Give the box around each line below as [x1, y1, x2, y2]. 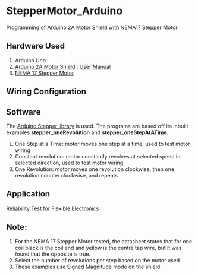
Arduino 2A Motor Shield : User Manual [14, 63, 111, 70]
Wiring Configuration [6, 87, 86, 97]
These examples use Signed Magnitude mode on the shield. [14, 263, 162, 270]
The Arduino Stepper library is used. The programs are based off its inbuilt [6, 122, 188, 129]
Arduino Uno [14, 56, 46, 64]
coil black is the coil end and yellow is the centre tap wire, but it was [14, 244, 182, 251]
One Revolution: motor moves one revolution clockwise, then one [14, 165, 174, 173]
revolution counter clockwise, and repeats [14, 172, 118, 179]
